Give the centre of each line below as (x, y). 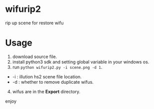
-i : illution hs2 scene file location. (47, 77)
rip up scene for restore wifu (34, 23)
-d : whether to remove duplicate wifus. (53, 82)
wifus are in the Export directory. (46, 91)
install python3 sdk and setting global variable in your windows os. (81, 62)
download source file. (35, 56)
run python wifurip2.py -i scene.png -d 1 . (57, 67)
